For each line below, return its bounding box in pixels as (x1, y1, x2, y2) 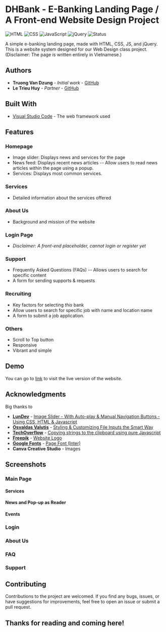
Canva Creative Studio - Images (12, 445, 81, 452)
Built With (5, 100, 37, 108)
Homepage (5, 143, 33, 150)
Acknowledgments (5, 390, 67, 399)
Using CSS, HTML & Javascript (12, 419, 77, 425)
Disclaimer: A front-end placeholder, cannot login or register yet (12, 243, 146, 249)
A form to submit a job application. (12, 312, 84, 319)
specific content (12, 272, 46, 279)
